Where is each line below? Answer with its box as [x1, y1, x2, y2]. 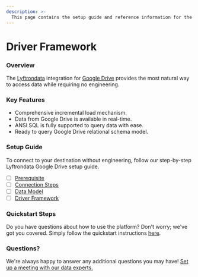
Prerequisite [14, 174, 44, 181]
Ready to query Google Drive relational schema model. [14, 128, 149, 136]
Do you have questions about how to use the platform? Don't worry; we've [6, 224, 188, 231]
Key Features [6, 96, 46, 104]
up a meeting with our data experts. [6, 264, 93, 271]
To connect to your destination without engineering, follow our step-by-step [6, 156, 191, 163]
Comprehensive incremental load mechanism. [14, 109, 127, 117]
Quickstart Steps [6, 209, 56, 218]
